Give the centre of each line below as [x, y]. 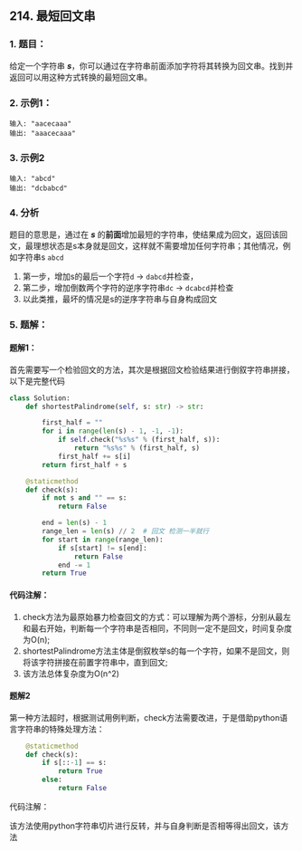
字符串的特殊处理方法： [61, 729]
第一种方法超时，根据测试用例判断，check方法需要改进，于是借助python [145, 717]
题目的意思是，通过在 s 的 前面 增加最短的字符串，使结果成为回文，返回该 [145, 234]
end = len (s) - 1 [74, 523]
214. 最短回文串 [53, 16]
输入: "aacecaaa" [41, 124]
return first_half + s [85, 464]
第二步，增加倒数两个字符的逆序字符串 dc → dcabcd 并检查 [128, 287]
